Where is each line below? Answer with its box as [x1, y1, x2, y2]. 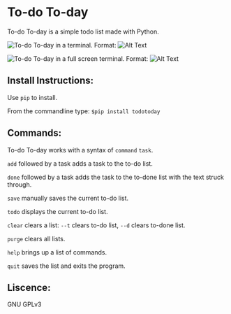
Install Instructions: [7, 75, 94, 87]
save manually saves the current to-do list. [7, 194, 129, 202]
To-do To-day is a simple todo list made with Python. [7, 27, 159, 36]
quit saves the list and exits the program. [7, 262, 126, 270]
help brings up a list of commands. [7, 248, 107, 256]
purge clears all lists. [7, 234, 66, 243]
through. [7, 180, 32, 189]
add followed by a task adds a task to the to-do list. [7, 159, 154, 168]
